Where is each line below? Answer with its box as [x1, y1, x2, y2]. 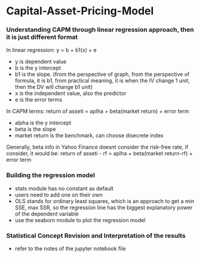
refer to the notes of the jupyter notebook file [14, 245, 127, 252]
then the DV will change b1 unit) [14, 84, 93, 91]
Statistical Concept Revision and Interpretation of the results [6, 231, 186, 239]
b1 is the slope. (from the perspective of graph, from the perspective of [14, 70, 190, 78]
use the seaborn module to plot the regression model [14, 216, 146, 223]
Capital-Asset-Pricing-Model [6, 4, 154, 18]
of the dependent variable [14, 210, 79, 217]
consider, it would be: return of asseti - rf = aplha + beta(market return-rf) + [6, 150, 193, 157]
